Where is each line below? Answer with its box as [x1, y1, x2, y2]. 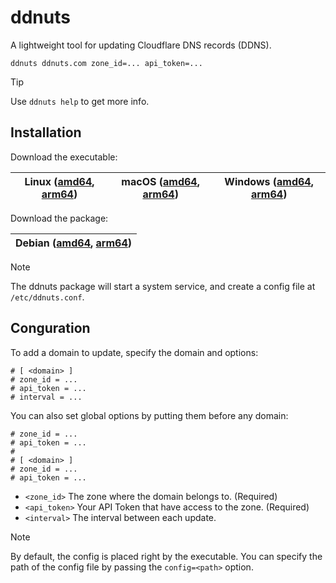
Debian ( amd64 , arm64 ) [15, 236, 133, 250]
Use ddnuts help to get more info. [10, 95, 150, 107]
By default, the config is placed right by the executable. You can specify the [10, 550, 323, 562]
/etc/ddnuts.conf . [10, 291, 85, 303]
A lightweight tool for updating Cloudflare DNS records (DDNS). [10, 39, 272, 51]
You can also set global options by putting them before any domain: [10, 409, 289, 421]
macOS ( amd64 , [121, 174, 200, 188]
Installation [10, 124, 82, 141]
